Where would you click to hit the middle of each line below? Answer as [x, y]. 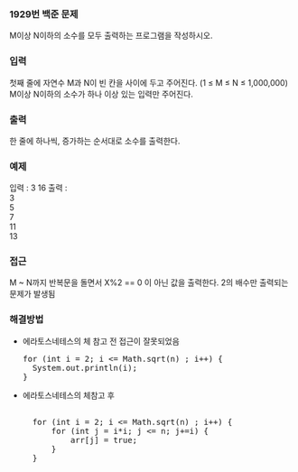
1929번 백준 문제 [44, 14]
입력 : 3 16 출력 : [38, 188]
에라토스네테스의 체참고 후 [69, 395]
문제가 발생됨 [33, 294]
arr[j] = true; [104, 440]
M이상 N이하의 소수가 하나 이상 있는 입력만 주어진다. [102, 94]
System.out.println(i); [85, 368]
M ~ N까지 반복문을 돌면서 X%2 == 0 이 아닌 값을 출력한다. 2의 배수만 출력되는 [149, 282]
